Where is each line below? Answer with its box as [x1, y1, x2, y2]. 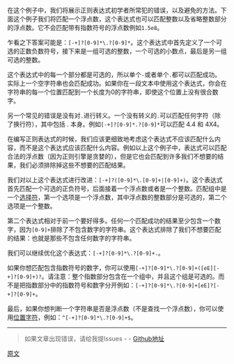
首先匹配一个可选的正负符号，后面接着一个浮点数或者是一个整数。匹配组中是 [7, 184, 227, 193]
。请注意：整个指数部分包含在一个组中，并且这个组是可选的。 [41, 272, 219, 280]
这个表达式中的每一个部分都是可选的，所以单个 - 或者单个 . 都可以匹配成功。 [7, 70, 221, 79]
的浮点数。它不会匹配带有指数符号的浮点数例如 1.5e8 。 [7, 24, 164, 31]
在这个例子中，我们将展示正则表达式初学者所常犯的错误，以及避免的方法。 [7, 6, 221, 14]
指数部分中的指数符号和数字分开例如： [25, 281, 136, 289]
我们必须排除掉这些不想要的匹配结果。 [19, 161, 130, 169]
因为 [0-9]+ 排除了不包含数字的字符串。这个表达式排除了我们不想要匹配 [19, 225, 221, 233]
